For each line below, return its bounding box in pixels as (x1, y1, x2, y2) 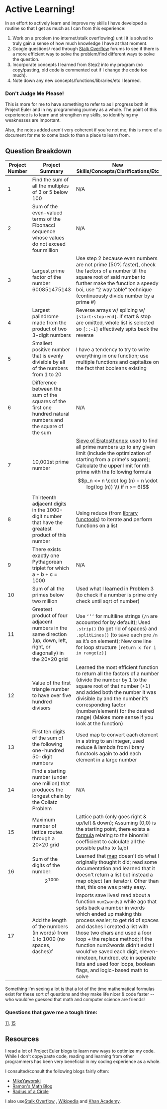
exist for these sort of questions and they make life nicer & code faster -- (5, 991, 155, 997)
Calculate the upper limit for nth (76, 462, 150, 469)
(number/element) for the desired (76, 708, 154, 715)
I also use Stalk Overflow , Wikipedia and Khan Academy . (5, 1098, 121, 1105)
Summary (39, 168, 64, 175)
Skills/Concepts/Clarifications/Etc (76, 168, 159, 175)
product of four (32, 612, 68, 619)
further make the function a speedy (76, 280, 159, 287)
